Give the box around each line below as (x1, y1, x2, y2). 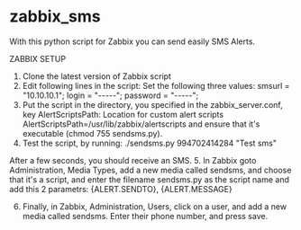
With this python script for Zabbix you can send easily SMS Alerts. (9, 36, 255, 47)
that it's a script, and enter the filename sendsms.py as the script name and (9, 173, 290, 185)
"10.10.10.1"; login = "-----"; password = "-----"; (22, 90, 199, 101)
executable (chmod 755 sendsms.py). (22, 128, 163, 138)
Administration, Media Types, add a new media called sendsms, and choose (9, 164, 292, 175)
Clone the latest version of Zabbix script (22, 70, 171, 82)
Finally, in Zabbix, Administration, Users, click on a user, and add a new (22, 200, 287, 212)
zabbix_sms (9, 6, 101, 27)
